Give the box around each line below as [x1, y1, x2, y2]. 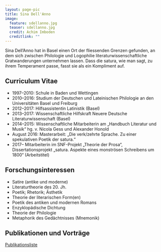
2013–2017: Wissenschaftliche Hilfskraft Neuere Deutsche [12, 110, 127, 117]
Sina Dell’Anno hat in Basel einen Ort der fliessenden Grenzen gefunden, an [5, 47, 156, 53]
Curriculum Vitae [5, 77, 58, 85]
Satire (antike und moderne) [12, 179, 68, 185]
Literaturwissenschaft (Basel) [12, 116, 71, 121]
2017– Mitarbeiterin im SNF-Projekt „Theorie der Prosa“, [12, 141, 123, 147]
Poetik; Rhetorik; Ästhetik [12, 189, 63, 195]
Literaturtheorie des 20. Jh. [12, 184, 67, 190]
